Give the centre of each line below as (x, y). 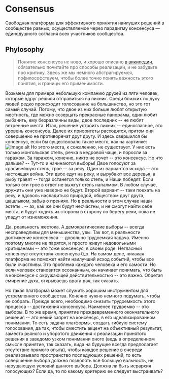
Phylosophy (25, 49)
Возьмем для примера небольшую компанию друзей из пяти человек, (82, 93)
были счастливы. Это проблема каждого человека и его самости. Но (81, 264)
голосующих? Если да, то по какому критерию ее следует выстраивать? (84, 371)
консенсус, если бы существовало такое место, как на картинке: (76, 141)
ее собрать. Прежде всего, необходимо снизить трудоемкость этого (80, 301)
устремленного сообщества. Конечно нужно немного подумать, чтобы (83, 296)
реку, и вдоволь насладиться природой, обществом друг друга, (75, 195)
